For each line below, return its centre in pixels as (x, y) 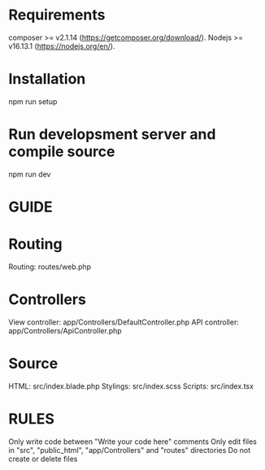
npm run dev (30, 174)
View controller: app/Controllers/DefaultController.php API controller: (124, 322)
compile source (62, 152)
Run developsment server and (112, 135)
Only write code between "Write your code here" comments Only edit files (133, 442)
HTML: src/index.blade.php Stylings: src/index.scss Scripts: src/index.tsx (131, 386)
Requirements (57, 15)
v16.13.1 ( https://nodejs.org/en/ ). (62, 46)
